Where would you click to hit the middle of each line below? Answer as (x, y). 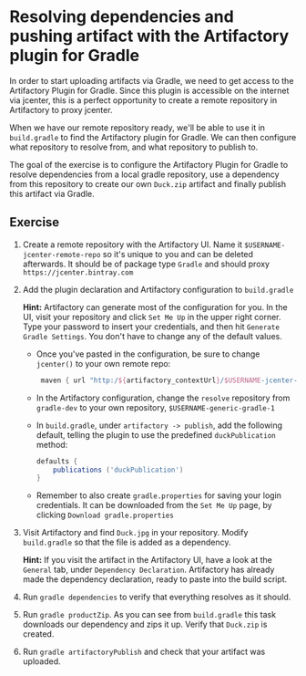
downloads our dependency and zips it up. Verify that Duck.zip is (145, 624)
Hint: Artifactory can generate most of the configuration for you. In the (155, 307)
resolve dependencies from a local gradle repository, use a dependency (144, 174)
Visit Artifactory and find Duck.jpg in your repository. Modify (135, 533)
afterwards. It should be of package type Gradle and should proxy (146, 264)
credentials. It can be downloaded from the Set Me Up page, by (154, 505)
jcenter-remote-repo (61, 255)
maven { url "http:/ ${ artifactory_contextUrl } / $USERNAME (151, 380)
